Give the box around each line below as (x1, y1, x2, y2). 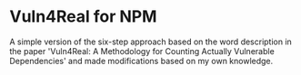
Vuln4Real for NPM (9, 6, 157, 27)
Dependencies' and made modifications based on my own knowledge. (9, 55, 274, 66)
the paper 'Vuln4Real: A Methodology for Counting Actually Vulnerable (9, 45, 275, 56)
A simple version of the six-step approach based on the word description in (9, 36, 293, 47)
